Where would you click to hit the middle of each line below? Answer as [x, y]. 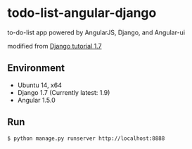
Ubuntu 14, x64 [39, 85]
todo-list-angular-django [82, 13]
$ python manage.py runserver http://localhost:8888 [86, 138]
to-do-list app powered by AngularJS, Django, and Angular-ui [96, 32]
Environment [36, 68]
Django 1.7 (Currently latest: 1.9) [64, 92]
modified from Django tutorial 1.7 [55, 46]
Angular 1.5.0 [37, 100]
